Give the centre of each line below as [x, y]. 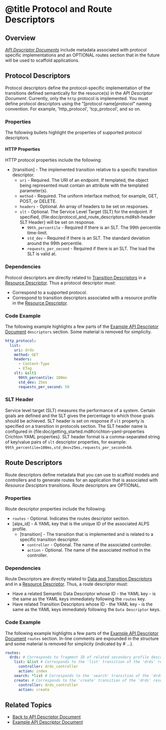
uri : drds [24, 350]
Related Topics [28, 705]
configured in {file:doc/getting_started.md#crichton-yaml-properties [75, 431]
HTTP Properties [23, 149]
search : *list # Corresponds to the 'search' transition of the [82, 676]
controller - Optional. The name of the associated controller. [89, 545]
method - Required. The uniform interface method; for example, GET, [89, 196]
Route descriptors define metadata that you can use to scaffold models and [82, 474]
